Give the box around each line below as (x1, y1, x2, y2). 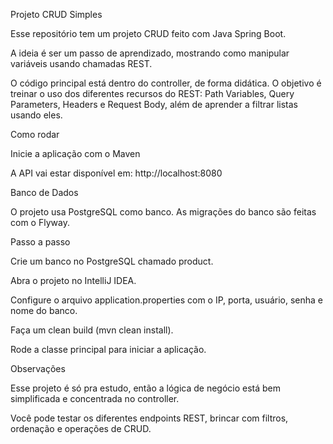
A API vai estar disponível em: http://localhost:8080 (10, 167, 223, 179)
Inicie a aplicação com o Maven (10, 148, 141, 159)
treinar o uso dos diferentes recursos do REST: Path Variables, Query (10, 88, 295, 99)
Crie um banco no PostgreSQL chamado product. (10, 255, 214, 267)
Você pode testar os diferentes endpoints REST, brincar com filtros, (10, 412, 289, 424)
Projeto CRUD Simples (10, 9, 103, 20)
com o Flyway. (10, 217, 70, 228)
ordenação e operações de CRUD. (10, 423, 152, 434)
